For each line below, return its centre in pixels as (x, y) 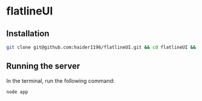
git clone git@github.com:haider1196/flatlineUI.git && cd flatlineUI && (101, 47)
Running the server (43, 66)
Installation (28, 34)
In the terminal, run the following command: (60, 80)
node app (17, 92)
